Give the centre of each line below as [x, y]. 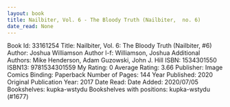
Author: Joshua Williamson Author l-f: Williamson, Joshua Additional [104, 53]
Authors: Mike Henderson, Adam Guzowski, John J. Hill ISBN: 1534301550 [112, 60]
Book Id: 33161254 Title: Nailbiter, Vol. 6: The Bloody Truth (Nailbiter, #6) [110, 46]
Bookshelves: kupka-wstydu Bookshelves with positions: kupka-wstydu [109, 89]
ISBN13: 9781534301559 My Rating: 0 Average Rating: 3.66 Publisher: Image [115, 68]
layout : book [26, 13]
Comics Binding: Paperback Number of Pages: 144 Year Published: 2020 [110, 75]
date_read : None [30, 26]
